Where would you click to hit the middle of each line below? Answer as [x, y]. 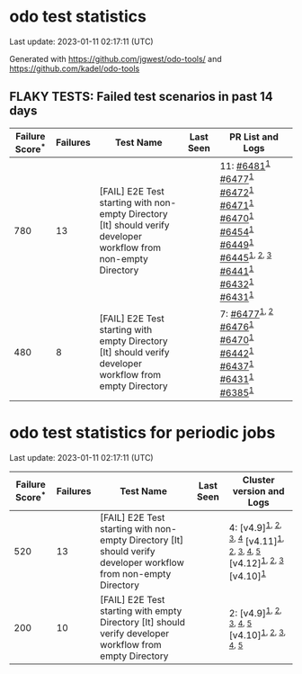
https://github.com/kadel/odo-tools [75, 68]
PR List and [253, 137]
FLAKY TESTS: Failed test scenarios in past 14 [141, 97]
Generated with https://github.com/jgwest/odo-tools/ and [115, 58]
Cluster [258, 480]
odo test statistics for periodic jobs [142, 433]
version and [258, 490]
